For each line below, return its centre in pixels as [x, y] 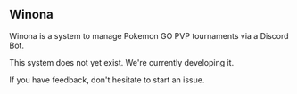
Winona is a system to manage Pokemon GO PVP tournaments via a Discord [149, 35]
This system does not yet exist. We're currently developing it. [122, 62]
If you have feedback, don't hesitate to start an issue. [107, 80]
